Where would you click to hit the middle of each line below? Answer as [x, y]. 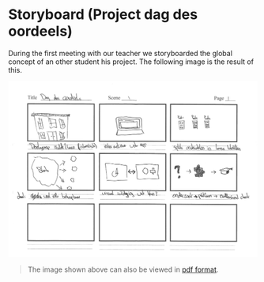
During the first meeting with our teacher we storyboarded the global [121, 53]
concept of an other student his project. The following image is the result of [131, 62]
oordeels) [40, 31]
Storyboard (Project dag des [103, 15]
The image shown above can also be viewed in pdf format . [123, 269]
